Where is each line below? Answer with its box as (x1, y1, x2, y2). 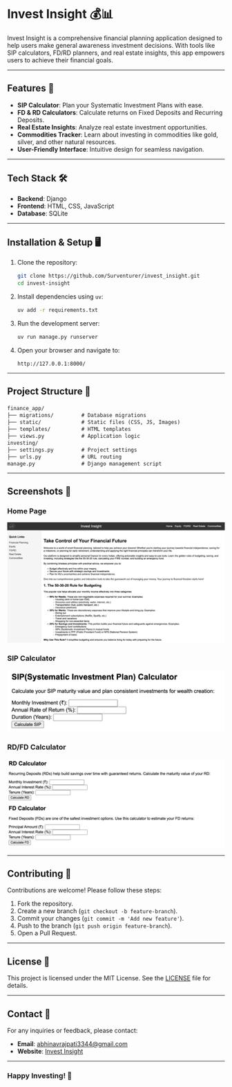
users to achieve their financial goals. (7, 55, 114, 64)
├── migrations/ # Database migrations (7, 412, 147, 418)
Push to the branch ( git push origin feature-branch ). (17, 921, 173, 930)
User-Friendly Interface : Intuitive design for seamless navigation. (17, 145, 204, 153)
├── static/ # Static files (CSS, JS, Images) (7, 418, 181, 425)
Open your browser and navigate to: (17, 346, 120, 354)
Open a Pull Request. (17, 929, 77, 937)
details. (7, 982, 28, 990)
